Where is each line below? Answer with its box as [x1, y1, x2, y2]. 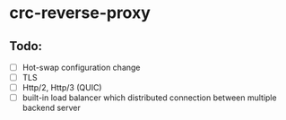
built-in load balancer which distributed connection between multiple [22, 92, 277, 103]
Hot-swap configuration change [22, 62, 141, 73]
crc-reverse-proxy [9, 3, 151, 23]
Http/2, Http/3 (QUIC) [22, 82, 102, 93]
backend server [22, 102, 81, 114]
